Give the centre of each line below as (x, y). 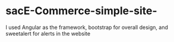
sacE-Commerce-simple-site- (82, 11)
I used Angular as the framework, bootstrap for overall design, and (87, 27)
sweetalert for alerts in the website (48, 33)
